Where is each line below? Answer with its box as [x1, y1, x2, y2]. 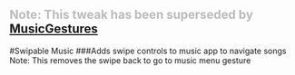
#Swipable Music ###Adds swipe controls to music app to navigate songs [9, 45, 287, 56]
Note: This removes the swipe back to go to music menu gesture [9, 54, 251, 66]
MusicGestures [9, 22, 98, 37]
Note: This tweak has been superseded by [9, 7, 254, 23]
